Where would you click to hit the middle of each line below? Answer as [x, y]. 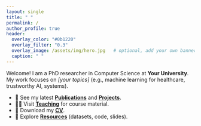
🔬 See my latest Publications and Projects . [68, 97]
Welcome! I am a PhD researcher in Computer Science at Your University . [98, 73]
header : [16, 34]
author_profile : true [33, 28]
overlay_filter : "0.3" [40, 45]
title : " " [20, 17]
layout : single [25, 12]
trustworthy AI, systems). [37, 86]
